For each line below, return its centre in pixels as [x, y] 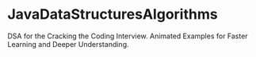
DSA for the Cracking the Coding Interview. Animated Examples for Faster [128, 36]
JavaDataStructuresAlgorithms [113, 14]
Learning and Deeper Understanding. [68, 44]
